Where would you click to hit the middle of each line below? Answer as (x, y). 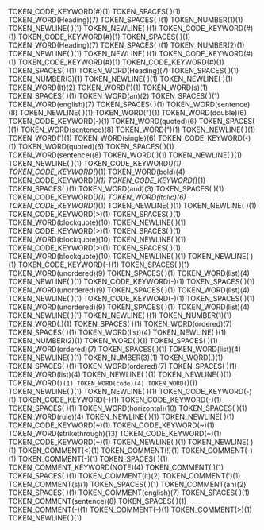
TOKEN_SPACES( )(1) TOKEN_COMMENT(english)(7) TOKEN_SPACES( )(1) (129, 493)
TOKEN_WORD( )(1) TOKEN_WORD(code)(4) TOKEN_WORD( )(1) (103, 383)
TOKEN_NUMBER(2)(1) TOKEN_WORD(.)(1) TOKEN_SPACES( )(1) (113, 340)
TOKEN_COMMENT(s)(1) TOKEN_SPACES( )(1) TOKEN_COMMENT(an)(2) (127, 484)
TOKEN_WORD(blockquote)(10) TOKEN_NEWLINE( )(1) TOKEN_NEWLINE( (128, 256)
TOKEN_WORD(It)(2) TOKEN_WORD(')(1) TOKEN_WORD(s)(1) (108, 87)
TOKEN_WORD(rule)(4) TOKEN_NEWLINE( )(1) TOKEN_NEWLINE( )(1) (121, 417)
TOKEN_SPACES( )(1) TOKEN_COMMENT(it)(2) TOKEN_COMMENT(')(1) (124, 476)
